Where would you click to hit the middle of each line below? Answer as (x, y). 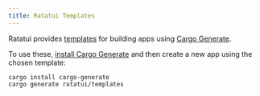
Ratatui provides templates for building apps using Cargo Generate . (120, 38)
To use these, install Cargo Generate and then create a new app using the (130, 54)
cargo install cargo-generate (59, 77)
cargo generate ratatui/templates (66, 84)
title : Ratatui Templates (52, 16)
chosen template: (37, 62)
